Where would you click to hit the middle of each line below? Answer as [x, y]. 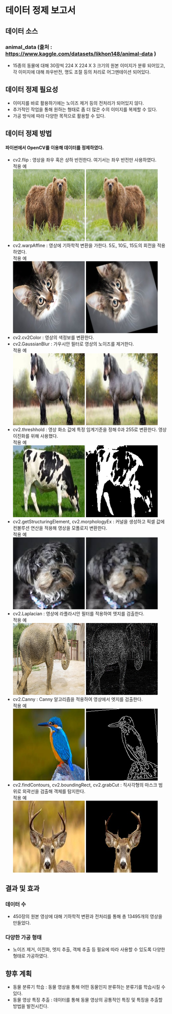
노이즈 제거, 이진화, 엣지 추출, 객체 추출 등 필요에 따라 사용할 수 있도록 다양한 [89, 949]
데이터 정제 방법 [29, 134]
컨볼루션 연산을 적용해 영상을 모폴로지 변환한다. [60, 528]
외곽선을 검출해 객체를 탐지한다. [54, 791]
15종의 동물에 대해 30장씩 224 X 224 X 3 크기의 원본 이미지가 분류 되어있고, [89, 65]
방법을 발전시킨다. [30, 1006]
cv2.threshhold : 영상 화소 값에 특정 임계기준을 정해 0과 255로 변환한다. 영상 [90, 430]
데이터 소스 [22, 31]
